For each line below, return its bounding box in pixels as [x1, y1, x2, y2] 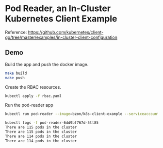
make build [5, 71, 27, 76]
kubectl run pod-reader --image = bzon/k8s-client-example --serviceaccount [5, 112, 160, 116]
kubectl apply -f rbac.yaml [5, 93, 62, 99]
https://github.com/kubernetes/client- [28, 29, 104, 35]
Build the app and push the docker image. [5, 61, 89, 67]
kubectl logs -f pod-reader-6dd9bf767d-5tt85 [5, 120, 98, 125]
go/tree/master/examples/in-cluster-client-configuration [5, 34, 117, 40]
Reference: [5, 29, 27, 35]
